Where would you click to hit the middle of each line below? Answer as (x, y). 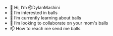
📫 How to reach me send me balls (45, 28)
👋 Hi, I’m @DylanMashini (35, 8)
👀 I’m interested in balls (34, 13)
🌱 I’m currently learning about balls (46, 18)
